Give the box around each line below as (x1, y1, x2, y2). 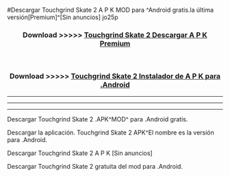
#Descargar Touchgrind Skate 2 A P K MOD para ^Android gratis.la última (7, 6, 214, 14)
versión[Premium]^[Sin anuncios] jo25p (7, 13, 118, 21)
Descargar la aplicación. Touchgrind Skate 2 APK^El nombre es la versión (7, 128, 214, 137)
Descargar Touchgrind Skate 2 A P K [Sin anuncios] (7, 149, 153, 157)
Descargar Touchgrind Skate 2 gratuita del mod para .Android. (7, 162, 183, 170)
